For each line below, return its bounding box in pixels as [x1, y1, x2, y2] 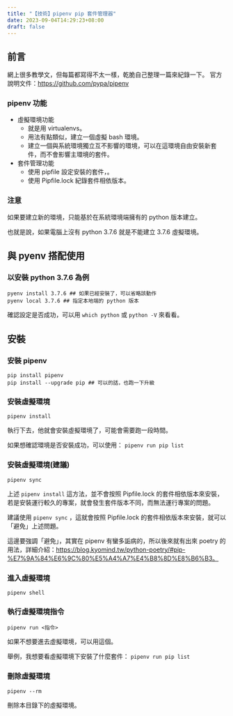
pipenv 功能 [7, 98, 47, 108]
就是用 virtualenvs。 [27, 124, 86, 132]
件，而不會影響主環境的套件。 [27, 151, 113, 159]
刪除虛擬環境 [7, 671, 51, 681]
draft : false [7, 23, 45, 30]
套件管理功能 [17, 159, 54, 167]
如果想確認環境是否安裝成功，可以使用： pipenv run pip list [7, 441, 184, 450]
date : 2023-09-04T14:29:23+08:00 [7, 17, 104, 24]
